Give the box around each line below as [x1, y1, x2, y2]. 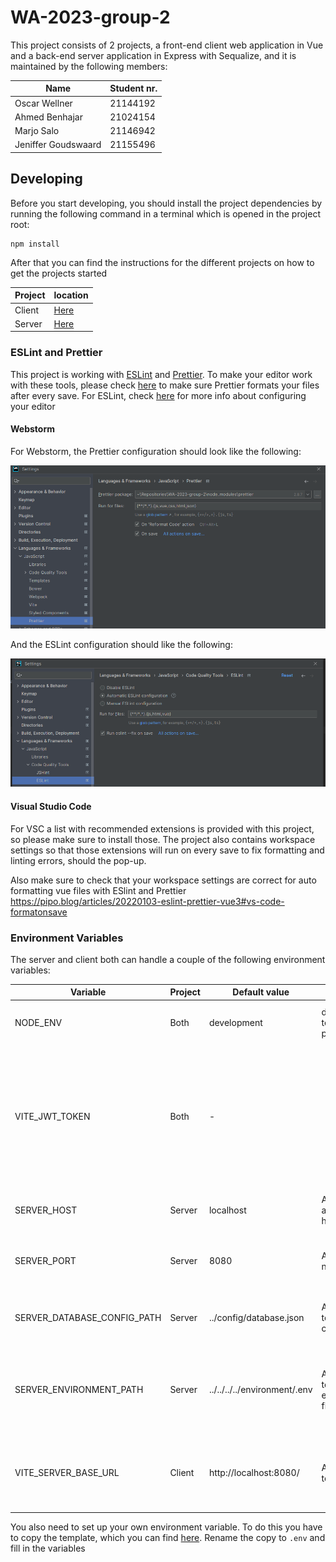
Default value [232, 986, 290, 998]
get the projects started [10, 267, 108, 279]
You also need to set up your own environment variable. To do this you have [10, 1521, 323, 1533]
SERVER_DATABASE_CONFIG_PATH [14, 1311, 162, 1323]
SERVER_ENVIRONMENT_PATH [14, 1384, 144, 1396]
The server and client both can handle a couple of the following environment [10, 953, 326, 965]
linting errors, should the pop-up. [10, 854, 147, 866]
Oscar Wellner [14, 97, 73, 109]
